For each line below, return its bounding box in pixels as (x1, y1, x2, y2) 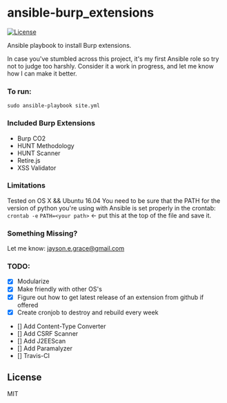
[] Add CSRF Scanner (17, 329, 79, 337)
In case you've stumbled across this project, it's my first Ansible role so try (7, 54, 219, 63)
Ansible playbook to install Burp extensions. (7, 41, 132, 49)
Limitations (7, 181, 46, 190)
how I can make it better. (7, 69, 77, 78)
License (7, 372, 42, 384)
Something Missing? (7, 229, 78, 238)
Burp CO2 (17, 134, 46, 143)
